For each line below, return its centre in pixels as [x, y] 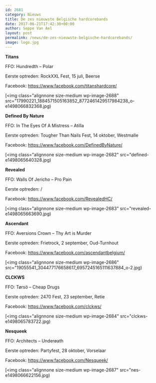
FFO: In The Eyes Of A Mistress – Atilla [45, 125]
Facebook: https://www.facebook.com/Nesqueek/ [57, 360]
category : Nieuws [23, 15]
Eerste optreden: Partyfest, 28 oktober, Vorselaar [56, 350]
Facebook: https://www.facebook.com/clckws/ [53, 306]
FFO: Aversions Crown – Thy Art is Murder [48, 233]
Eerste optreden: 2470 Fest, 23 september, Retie [55, 296]
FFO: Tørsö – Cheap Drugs [32, 287]
